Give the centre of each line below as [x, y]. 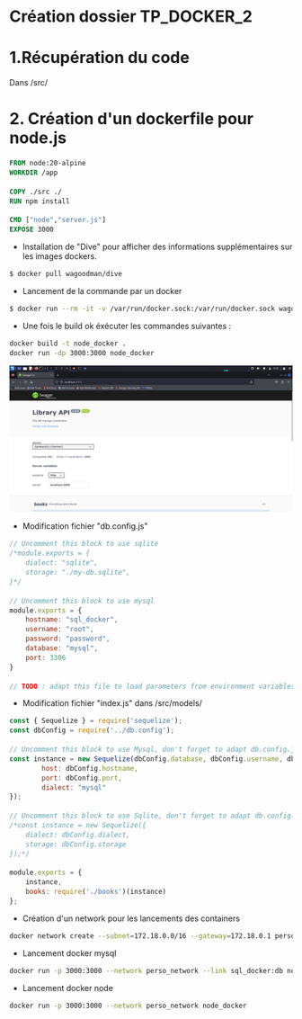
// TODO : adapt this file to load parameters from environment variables [152, 686]
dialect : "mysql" [74, 787]
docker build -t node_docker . [68, 344]
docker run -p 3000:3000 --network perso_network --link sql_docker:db [146, 970]
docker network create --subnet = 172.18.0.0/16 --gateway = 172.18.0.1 [140, 936]
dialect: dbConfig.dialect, [78, 835]
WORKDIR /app [34, 173]
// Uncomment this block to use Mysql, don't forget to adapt [128, 750]
